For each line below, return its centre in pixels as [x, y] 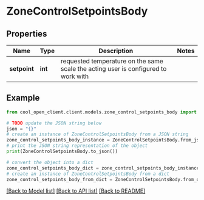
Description [116, 51]
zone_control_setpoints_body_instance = [58, 140]
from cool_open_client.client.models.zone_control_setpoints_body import [102, 112]
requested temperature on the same [112, 61]
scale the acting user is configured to [114, 69]
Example [23, 98]
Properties [27, 34]
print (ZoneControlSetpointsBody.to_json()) [62, 152]
